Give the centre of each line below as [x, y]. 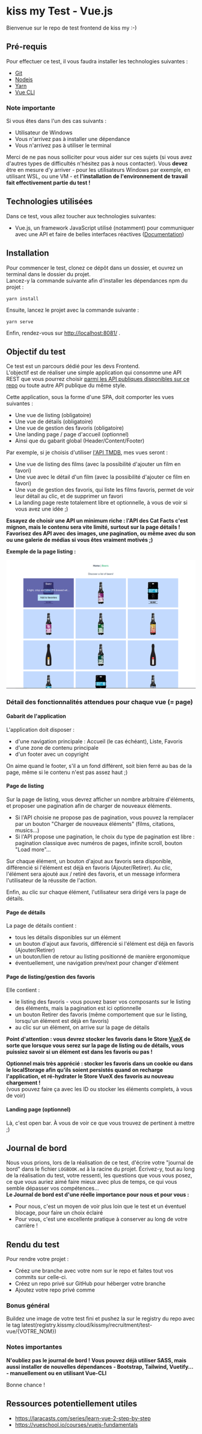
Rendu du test [33, 1244]
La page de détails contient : [41, 926]
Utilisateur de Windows [44, 133]
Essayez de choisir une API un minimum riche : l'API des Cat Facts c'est [97, 521]
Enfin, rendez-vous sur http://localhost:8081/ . [63, 333]
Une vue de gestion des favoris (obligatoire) [69, 428]
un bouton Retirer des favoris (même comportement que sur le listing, [101, 1014]
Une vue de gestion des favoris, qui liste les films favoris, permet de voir [104, 490]
